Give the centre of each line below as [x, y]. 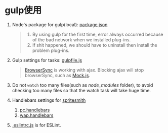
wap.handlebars [36, 115]
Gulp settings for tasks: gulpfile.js [47, 60]
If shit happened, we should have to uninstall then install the [95, 45]
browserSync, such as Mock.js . [57, 75]
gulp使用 [23, 10]
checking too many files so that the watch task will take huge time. [81, 90]
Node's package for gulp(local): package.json [60, 24]
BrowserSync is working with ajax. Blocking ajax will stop [84, 70]
